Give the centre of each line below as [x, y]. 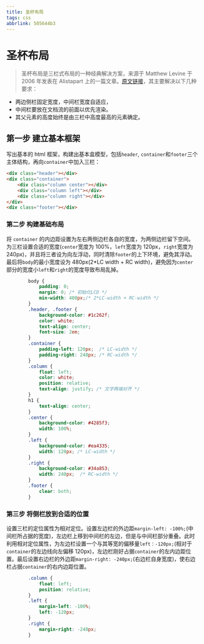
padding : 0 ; [54, 287]
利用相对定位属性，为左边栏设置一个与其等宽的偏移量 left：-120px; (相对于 [99, 543]
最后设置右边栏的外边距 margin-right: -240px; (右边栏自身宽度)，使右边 [106, 559]
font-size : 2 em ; [59, 332]
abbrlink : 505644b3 [31, 23]
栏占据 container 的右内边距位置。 [48, 566]
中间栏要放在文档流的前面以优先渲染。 [63, 109]
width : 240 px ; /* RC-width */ [79, 475]
